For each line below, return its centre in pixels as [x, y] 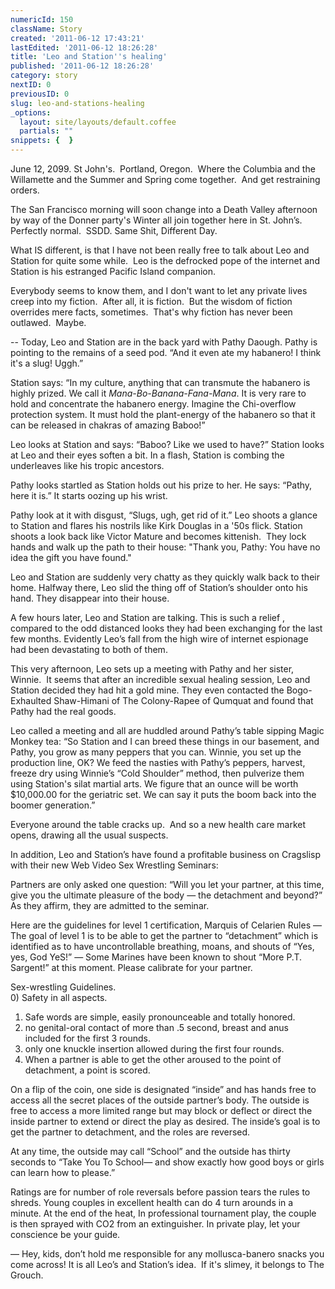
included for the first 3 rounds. [88, 1038]
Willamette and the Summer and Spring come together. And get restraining [165, 179]
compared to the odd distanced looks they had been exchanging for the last [166, 628]
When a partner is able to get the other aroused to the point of [153, 1059]
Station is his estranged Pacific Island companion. [113, 271]
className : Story [46, 29]
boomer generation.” [53, 805]
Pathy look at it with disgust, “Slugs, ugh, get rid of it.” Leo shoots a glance [164, 515]
